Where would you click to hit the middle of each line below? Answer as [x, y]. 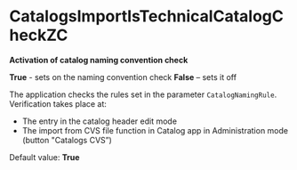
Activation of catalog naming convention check [99, 60]
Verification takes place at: [58, 103]
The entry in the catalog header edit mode [100, 121]
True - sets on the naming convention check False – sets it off [123, 77]
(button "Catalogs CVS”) [67, 140]
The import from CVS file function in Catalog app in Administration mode [155, 130]
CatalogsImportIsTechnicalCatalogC [147, 16]
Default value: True [44, 157]
